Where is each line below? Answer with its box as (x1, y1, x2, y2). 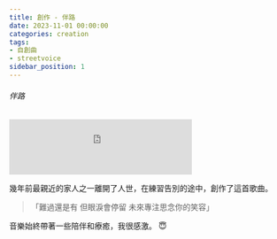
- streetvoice (9, 54, 62, 63)
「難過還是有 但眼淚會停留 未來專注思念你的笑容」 (30, 202, 214, 212)
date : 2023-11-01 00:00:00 (9, 21, 109, 30)
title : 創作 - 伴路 (9, 12, 76, 22)
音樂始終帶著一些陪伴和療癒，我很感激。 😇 (9, 220, 167, 231)
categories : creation (9, 29, 89, 38)
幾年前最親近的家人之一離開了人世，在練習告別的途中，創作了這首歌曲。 (9, 183, 273, 194)
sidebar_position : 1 (9, 63, 86, 72)
